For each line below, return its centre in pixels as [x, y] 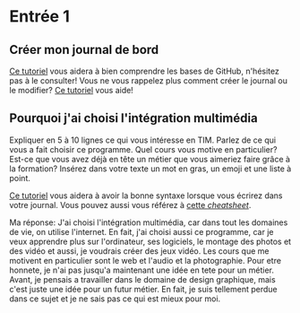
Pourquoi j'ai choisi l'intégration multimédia [133, 118]
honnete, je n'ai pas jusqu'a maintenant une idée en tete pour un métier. [142, 270]
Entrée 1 [39, 17]
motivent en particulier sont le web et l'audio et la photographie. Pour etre [146, 260]
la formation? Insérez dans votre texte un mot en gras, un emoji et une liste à [150, 169]
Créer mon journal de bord [84, 50]
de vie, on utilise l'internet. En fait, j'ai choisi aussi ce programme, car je [141, 231]
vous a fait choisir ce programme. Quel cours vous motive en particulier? [143, 149]
